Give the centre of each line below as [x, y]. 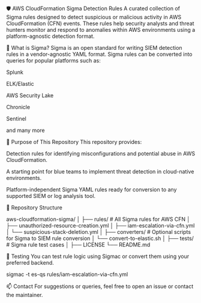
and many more [25, 130]
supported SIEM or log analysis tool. [51, 196]
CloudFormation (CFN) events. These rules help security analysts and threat [100, 23]
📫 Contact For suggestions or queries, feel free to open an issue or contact [100, 286]
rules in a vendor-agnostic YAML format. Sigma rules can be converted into [99, 54]
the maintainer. [25, 295]
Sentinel [16, 118]
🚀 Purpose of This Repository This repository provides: [74, 142]
